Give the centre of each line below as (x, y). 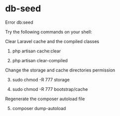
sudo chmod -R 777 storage (41, 79)
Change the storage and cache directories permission (60, 70)
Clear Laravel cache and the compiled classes (52, 41)
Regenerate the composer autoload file (45, 99)
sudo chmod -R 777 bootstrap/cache (50, 89)
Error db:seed (19, 22)
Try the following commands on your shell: (49, 32)
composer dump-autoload (39, 108)
